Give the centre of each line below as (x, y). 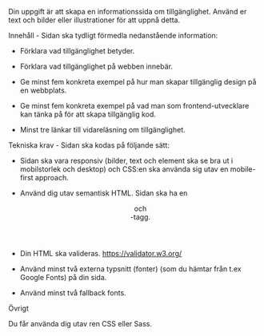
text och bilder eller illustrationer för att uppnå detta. (94, 20)
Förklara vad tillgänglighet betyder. (77, 51)
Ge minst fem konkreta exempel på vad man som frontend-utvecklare (134, 106)
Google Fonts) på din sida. (63, 277)
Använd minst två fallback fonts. (73, 293)
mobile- (243, 169)
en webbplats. (43, 90)
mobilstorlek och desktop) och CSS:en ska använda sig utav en (124, 169)
